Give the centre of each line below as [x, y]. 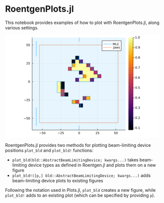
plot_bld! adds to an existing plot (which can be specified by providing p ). [80, 195]
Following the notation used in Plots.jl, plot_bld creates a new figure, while [80, 190]
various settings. [22, 27]
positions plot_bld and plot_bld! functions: [49, 150]
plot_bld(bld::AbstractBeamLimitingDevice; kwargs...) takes [75, 159]
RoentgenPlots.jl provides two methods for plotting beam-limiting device [78, 145]
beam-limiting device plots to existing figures [58, 180]
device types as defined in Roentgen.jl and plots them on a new [92, 165]
